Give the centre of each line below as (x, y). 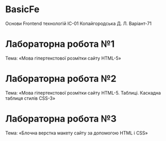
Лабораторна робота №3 (61, 119)
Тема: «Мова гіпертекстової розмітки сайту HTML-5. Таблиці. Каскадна (83, 93)
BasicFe (22, 9)
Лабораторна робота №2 (61, 79)
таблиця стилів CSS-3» (30, 98)
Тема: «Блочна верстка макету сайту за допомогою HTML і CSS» (77, 133)
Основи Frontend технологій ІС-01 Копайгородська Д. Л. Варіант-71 (78, 23)
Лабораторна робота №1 (60, 44)
